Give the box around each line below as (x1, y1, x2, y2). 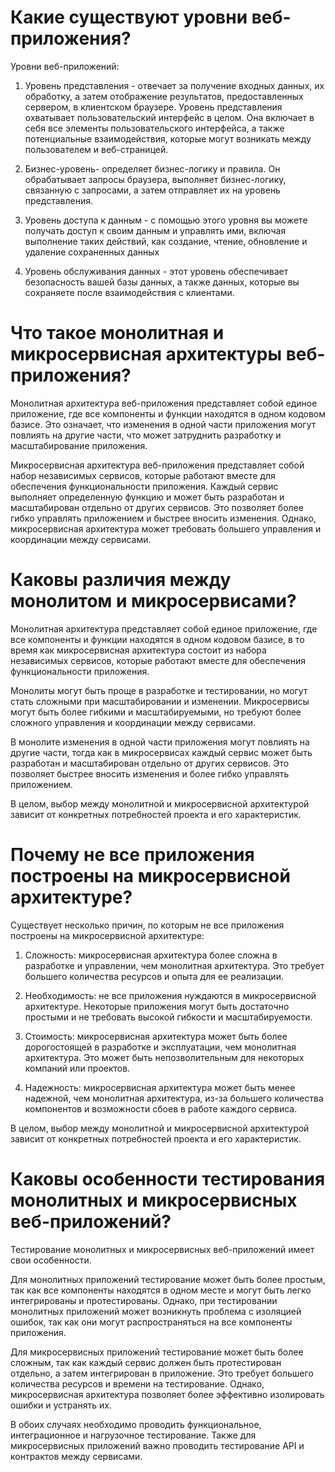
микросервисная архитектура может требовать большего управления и (10, 522, 322, 535)
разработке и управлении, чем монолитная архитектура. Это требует (24, 959, 325, 971)
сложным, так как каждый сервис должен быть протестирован (10, 1356, 282, 1368)
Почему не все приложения (10, 844, 255, 866)
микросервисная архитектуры (10, 343, 283, 366)
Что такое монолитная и (10, 322, 225, 345)
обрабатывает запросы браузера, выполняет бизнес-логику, (24, 173, 287, 185)
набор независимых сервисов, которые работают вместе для (10, 469, 276, 481)
